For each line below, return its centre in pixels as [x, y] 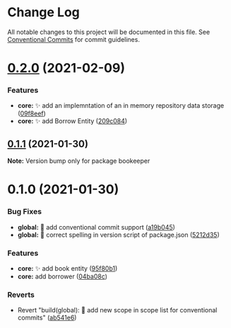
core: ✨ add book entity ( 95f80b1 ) [67, 268]
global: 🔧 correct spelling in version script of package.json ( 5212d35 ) [119, 234]
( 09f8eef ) [31, 113]
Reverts [21, 295]
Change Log [43, 12]
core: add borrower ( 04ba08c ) [63, 276]
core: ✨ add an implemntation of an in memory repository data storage [121, 106]
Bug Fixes [25, 212]
